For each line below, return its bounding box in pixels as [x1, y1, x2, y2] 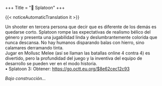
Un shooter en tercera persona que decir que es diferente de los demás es [5, 24, 157, 30]
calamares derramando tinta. [5, 45, 64, 50]
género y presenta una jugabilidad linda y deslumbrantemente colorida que [5, 35, 158, 40]
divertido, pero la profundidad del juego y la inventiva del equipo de [5, 55, 143, 61]
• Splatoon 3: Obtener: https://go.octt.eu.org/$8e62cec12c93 [5, 66, 130, 72]
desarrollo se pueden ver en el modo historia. [5, 61, 97, 66]
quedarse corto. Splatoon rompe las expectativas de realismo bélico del [5, 29, 151, 35]
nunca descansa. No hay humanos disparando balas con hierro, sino [5, 40, 144, 45]
